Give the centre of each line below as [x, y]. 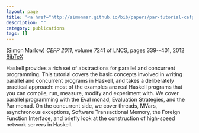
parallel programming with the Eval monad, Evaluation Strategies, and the [96, 100]
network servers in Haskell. [39, 125]
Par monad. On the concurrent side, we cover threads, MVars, [82, 106]
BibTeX [15, 57]
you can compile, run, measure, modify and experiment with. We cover [93, 93]
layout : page [22, 12]
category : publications [36, 28]
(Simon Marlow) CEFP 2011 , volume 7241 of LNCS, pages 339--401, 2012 [95, 50]
